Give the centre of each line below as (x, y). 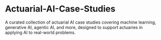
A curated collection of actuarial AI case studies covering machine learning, (80, 22)
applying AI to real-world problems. (40, 32)
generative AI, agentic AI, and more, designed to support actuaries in (74, 27)
